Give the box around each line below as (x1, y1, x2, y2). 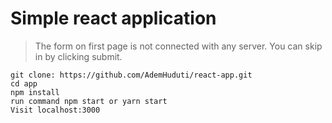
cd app (10, 78, 38, 89)
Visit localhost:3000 (10, 105, 101, 115)
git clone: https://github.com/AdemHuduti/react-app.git (10, 70, 253, 80)
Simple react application (10, 7, 217, 30)
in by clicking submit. (34, 50, 123, 62)
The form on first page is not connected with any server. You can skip (34, 40, 323, 52)
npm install (10, 87, 60, 97)
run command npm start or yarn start (10, 96, 168, 106)
